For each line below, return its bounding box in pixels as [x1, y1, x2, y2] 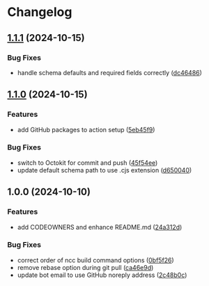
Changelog [7, 4, 72, 20]
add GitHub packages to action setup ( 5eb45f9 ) [17, 125, 155, 134]
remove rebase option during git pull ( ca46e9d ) [17, 263, 154, 271]
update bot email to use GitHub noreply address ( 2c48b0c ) [17, 271, 187, 279]
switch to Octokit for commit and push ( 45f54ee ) [17, 158, 158, 167]
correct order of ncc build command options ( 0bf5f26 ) [17, 255, 174, 264]
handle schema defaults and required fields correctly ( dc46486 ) [17, 68, 202, 77]
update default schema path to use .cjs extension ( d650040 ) [17, 166, 192, 174]
